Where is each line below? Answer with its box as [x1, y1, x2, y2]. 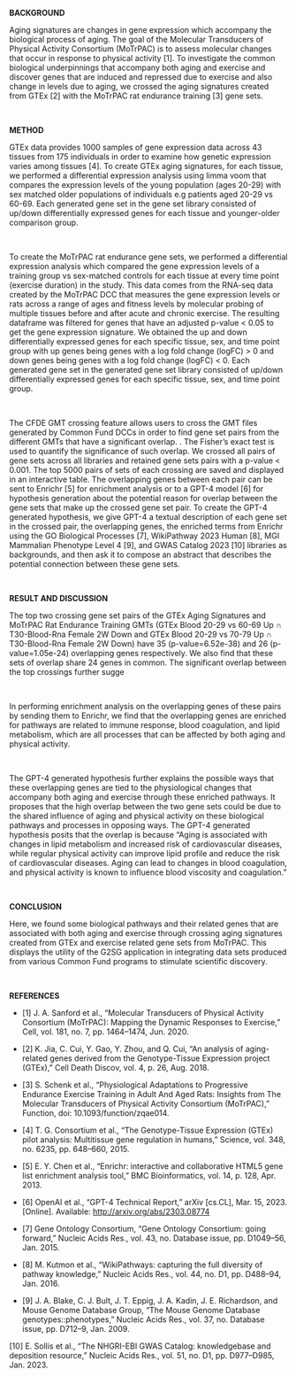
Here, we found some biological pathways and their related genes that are [9, 918, 279, 929]
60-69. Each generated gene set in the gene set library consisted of [9, 198, 257, 209]
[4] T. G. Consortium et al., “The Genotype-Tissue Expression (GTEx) [21, 1125, 274, 1135]
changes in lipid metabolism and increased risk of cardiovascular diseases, [9, 839, 283, 849]
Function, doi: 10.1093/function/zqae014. [21, 1108, 170, 1118]
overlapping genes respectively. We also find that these [70, 648, 274, 658]
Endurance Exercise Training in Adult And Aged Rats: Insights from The [21, 1089, 281, 1099]
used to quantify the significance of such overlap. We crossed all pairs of [9, 446, 276, 456]
